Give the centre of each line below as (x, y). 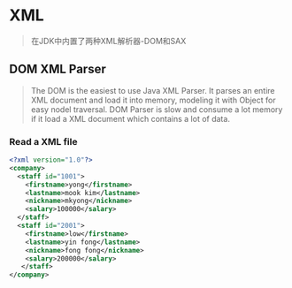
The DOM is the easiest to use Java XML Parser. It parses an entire (153, 90)
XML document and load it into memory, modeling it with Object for (153, 100)
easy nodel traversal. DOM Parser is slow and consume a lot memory (157, 109)
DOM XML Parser (58, 69)
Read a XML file (43, 141)
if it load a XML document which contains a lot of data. (130, 118)
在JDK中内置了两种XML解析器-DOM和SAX (108, 41)
